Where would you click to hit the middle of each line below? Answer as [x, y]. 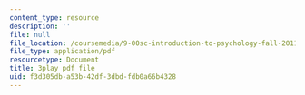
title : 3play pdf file [52, 69]
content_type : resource [54, 18]
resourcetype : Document [54, 60]
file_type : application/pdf [63, 52]
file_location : [38, 43]
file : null [30, 34]
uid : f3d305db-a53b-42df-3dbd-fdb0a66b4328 [93, 77]
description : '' [40, 26]
